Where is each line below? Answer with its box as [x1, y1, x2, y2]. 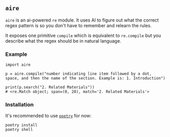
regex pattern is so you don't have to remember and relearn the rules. [5, 22, 152, 28]
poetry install [5, 123, 38, 128]
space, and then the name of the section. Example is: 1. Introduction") [5, 76, 166, 81]
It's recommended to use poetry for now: [5, 113, 92, 119]
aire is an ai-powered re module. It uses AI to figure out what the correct [5, 17, 159, 23]
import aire [5, 62, 31, 68]
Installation [5, 101, 34, 108]
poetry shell [5, 127, 33, 132]
